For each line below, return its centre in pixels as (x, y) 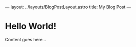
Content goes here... (26, 39)
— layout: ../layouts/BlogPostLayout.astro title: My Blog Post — (68, 7)
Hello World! (31, 26)
